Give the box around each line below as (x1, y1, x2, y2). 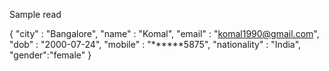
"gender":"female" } (9, 49, 92, 61)
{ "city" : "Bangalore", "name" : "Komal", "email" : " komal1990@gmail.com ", (9, 28, 320, 39)
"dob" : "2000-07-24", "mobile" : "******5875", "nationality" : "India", (9, 39, 302, 50)
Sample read (9, 9, 62, 20)
